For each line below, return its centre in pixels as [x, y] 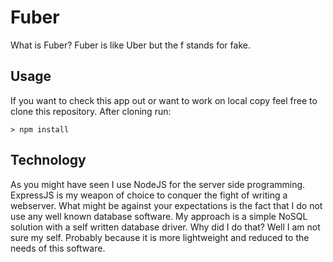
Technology [48, 160]
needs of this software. [58, 248]
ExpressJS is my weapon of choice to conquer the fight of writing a [149, 195]
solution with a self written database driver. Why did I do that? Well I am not [165, 227]
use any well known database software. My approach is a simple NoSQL [159, 216]
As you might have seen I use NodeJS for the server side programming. [158, 184]
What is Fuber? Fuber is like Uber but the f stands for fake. [130, 45]
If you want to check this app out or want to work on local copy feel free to [164, 100]
